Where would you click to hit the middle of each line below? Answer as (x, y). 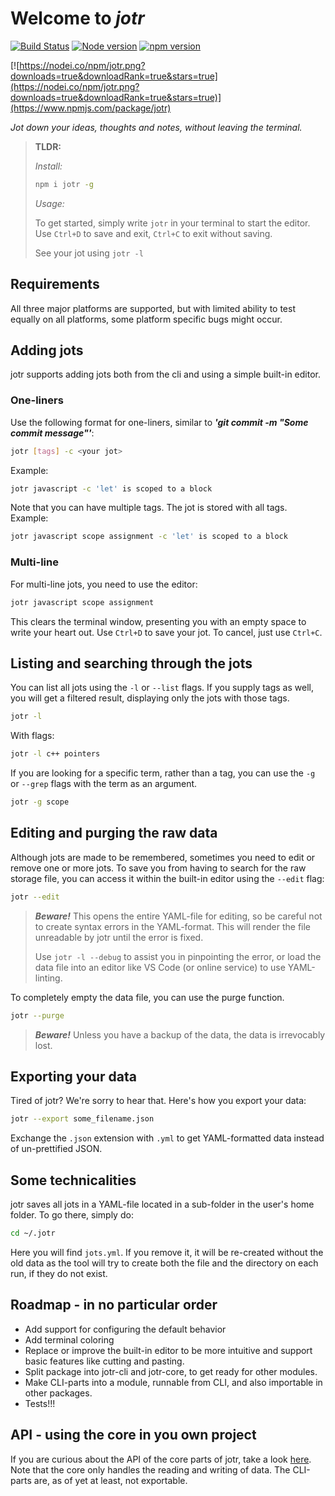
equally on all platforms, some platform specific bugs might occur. (146, 319)
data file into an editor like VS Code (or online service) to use (160, 967)
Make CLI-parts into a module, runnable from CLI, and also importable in (173, 1382)
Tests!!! (40, 1403)
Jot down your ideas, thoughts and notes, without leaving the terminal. (156, 127)
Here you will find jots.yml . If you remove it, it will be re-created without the (167, 1252)
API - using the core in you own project (133, 1435)
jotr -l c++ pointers (55, 754)
